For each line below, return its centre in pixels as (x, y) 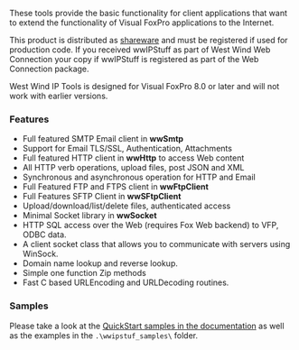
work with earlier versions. (59, 96)
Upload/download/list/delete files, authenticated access (126, 206)
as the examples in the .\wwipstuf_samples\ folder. (104, 335)
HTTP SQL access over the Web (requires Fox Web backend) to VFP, (150, 226)
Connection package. (49, 69)
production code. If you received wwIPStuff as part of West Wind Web (140, 50)
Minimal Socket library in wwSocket (89, 216)
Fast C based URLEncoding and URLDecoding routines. (126, 282)
